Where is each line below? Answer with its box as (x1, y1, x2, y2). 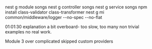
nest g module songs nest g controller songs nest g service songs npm (5, 4, 147, 10)
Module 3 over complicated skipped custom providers (5, 38, 113, 44)
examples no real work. (5, 29, 52, 34)
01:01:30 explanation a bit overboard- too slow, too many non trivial (5, 24, 139, 30)
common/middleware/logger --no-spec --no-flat (5, 15, 102, 20)
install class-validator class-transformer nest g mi (5, 9, 104, 15)
